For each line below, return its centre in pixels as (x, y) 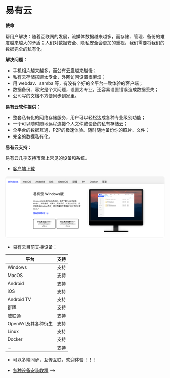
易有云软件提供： (23, 107)
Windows (17, 267)
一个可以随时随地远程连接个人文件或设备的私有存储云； (70, 124)
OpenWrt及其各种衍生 (30, 323)
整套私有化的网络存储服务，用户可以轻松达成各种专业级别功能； (79, 117)
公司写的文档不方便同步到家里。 (46, 96)
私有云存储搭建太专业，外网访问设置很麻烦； (59, 77)
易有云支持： (18, 147)
